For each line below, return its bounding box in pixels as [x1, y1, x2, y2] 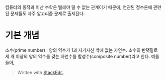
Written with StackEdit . [17, 69, 65, 76]
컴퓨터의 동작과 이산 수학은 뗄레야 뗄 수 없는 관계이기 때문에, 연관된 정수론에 [5, 4, 153, 10]
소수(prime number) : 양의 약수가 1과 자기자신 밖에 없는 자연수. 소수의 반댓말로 [5, 47, 158, 53]
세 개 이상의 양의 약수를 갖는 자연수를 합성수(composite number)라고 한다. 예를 [5, 53, 160, 59]
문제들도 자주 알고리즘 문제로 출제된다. [10, 10, 85, 16]
